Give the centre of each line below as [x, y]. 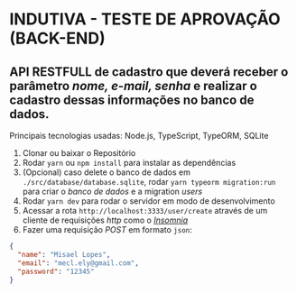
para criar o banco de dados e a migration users [112, 191]
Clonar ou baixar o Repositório [79, 153]
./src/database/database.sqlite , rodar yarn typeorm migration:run [149, 182]
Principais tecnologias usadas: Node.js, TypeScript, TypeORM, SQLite [139, 136]
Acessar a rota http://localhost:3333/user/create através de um [145, 211]
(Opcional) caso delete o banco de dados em [107, 172]
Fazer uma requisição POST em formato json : [107, 229]
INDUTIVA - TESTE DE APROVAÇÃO [145, 19]
